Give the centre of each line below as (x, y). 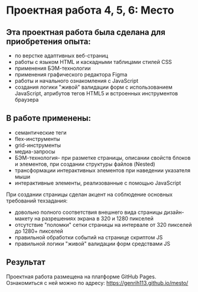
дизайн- (174, 212)
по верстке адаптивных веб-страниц (61, 56)
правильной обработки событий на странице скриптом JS (89, 237)
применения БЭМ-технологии (53, 68)
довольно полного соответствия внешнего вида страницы (88, 212)
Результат (26, 262)
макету (24, 218)
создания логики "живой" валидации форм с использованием (93, 87)
